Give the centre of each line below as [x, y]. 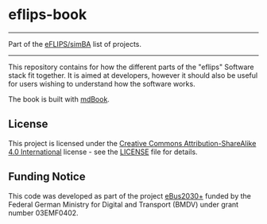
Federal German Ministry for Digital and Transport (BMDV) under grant [124, 204]
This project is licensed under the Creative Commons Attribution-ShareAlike [132, 143]
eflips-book [48, 15]
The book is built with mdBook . [59, 99]
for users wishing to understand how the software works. [102, 83]
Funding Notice [47, 177]
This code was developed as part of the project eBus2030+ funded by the [130, 195]
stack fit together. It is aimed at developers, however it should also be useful [133, 75]
